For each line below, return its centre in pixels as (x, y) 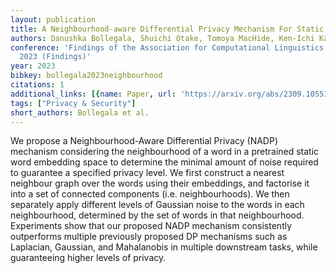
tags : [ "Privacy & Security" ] (73, 103)
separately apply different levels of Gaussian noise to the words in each (157, 205)
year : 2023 (33, 66)
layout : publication (53, 19)
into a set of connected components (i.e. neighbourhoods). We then (150, 194)
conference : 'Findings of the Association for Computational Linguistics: (169, 47)
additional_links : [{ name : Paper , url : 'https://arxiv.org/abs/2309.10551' (171, 94)
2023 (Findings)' (55, 57)
